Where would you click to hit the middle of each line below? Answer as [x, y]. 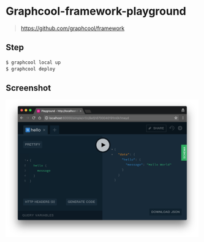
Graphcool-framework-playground [96, 11]
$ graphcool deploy [31, 69]
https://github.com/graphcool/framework [73, 28]
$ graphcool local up [33, 62]
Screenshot [28, 88]
